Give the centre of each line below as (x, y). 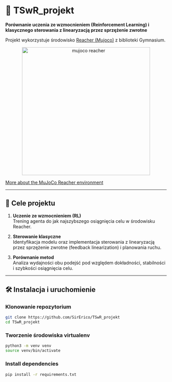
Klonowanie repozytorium (38, 307)
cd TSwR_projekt (23, 322)
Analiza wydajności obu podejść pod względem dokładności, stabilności (89, 263)
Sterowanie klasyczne (37, 236)
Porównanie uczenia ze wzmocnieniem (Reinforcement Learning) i (77, 25)
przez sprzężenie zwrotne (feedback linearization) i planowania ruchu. (87, 247)
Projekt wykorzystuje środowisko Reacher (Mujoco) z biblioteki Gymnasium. (85, 40)
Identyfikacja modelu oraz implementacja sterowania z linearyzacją (84, 242)
